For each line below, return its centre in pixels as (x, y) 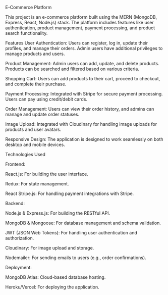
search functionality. (26, 33)
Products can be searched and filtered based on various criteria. (72, 69)
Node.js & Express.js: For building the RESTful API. (58, 213)
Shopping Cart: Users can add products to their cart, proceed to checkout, (83, 79)
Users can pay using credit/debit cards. (46, 99)
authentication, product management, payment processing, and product (80, 28)
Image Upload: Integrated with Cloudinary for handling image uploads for (81, 124)
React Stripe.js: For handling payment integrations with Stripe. (70, 193)
